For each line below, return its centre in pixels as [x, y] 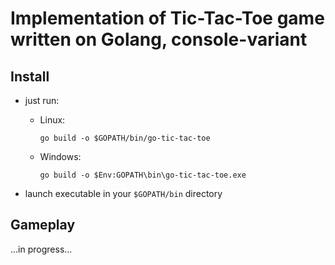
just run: [42, 100]
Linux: [52, 120]
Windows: [60, 156]
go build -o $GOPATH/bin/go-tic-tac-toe [125, 138]
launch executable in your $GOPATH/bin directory [123, 193]
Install [30, 76]
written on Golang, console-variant [159, 39]
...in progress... [41, 249]
